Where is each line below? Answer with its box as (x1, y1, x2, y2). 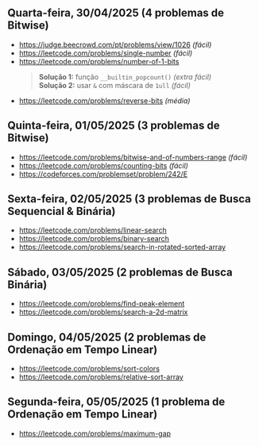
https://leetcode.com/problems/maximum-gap (18, 429, 172, 438)
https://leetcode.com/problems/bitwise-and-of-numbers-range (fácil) (18, 152, 248, 162)
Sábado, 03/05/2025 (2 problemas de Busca (7, 265, 233, 279)
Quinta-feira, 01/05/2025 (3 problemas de (7, 119, 220, 133)
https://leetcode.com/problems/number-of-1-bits (18, 56, 180, 66)
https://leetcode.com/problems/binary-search (18, 234, 170, 244)
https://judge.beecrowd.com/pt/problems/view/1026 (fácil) (18, 40, 212, 49)
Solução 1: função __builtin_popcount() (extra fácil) (38, 71, 212, 82)
